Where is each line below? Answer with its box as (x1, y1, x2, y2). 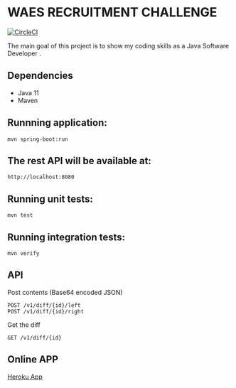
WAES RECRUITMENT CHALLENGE (7, 4, 218, 21)
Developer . (7, 49, 41, 58)
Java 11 (17, 88, 39, 97)
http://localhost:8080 (7, 173, 75, 181)
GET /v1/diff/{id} (7, 334, 62, 341)
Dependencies (7, 70, 73, 82)
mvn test (7, 212, 33, 219)
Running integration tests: (7, 231, 126, 243)
